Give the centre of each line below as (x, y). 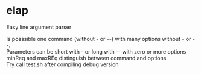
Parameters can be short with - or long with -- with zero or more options (96, 51)
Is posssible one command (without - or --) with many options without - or (99, 39)
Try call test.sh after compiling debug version (62, 64)
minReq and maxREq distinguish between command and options (86, 58)
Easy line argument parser (39, 27)
